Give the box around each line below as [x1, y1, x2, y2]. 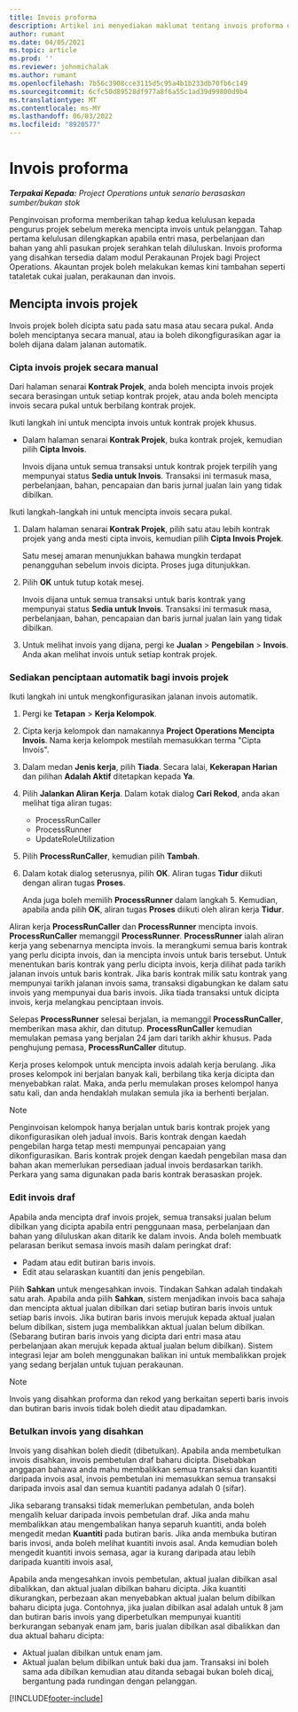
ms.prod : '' [9, 54, 53, 63]
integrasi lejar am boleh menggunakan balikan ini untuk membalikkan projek [9, 1349, 286, 1360]
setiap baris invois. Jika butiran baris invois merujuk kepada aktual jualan [9, 1312, 276, 1323]
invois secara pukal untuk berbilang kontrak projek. [9, 400, 197, 411]
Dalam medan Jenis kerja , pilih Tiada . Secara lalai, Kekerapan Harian [21, 762, 278, 773]
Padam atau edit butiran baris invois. [21, 1257, 156, 1268]
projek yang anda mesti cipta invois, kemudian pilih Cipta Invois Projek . [21, 533, 284, 544]
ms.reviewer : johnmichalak [9, 63, 109, 72]
